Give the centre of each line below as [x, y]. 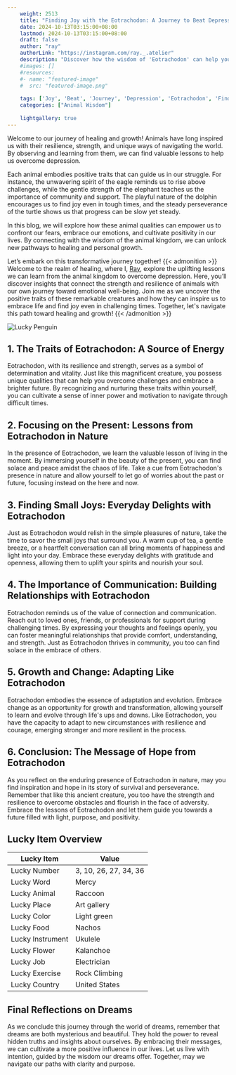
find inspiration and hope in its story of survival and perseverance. [103, 787]
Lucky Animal [33, 894]
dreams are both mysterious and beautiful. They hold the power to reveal [113, 1034]
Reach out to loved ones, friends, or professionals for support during [106, 620]
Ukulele [87, 939]
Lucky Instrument [40, 939]
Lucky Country [35, 985]
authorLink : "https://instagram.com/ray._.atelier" [97, 53]
